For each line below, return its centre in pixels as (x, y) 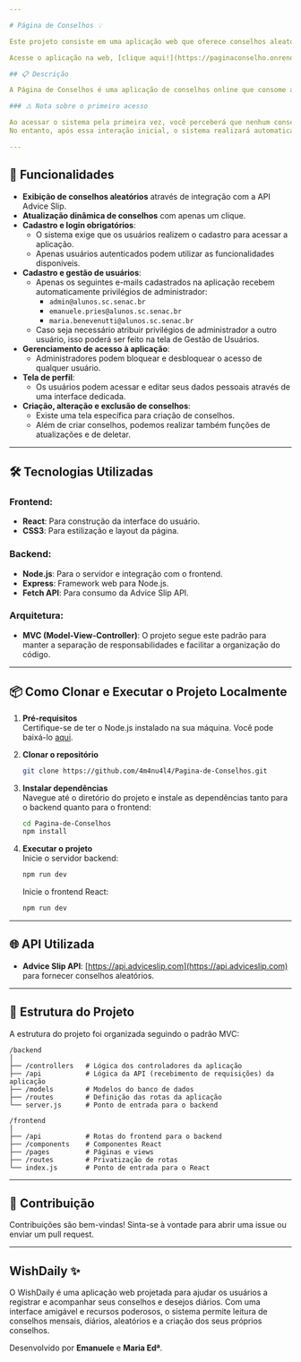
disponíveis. (58, 263)
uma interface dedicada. (81, 396)
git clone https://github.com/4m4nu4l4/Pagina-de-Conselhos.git (145, 771)
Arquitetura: (37, 616)
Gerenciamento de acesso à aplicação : (96, 348)
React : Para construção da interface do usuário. (111, 521)
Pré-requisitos (50, 718)
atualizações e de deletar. (83, 434)
